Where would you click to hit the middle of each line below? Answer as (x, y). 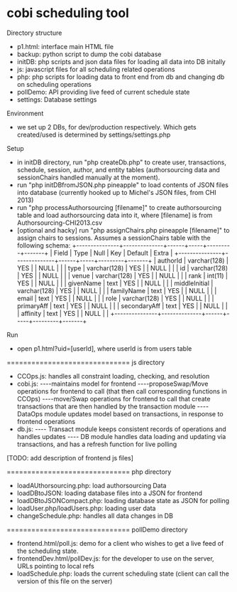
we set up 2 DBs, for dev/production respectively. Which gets (106, 127)
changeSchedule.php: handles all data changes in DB (95, 516)
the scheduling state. (48, 551)
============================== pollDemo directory (97, 529)
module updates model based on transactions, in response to (134, 413)
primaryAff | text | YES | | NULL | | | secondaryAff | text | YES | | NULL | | (122, 306)
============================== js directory (86, 362)
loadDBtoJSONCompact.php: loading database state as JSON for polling (123, 500)
